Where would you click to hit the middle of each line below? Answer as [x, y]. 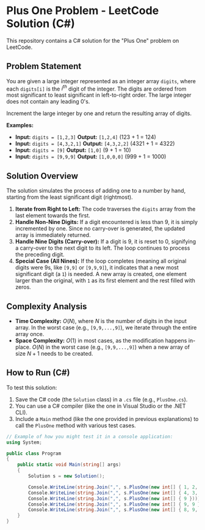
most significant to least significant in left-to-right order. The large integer [99, 95]
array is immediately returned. [53, 235]
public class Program [34, 453]
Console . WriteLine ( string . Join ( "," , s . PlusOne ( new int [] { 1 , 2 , [113, 487]
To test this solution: [32, 387]
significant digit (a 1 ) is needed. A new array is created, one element [101, 274]
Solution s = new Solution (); [67, 476]
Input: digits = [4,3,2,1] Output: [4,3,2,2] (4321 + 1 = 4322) [95, 144]
